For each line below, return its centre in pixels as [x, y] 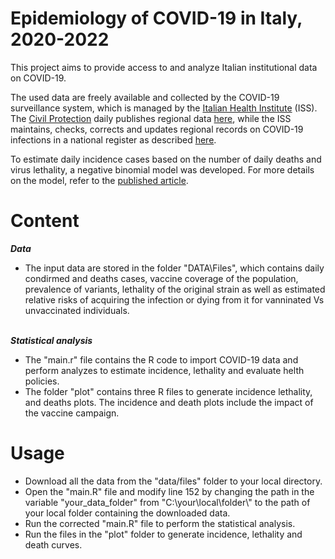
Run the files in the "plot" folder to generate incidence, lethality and [163, 534]
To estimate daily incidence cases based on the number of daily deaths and [166, 159]
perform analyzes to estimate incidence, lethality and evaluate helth [164, 370]
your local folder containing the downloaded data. [127, 513]
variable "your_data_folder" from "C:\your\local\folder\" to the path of [167, 502]
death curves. [53, 544]
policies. [42, 381]
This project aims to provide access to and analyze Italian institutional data [164, 67]
